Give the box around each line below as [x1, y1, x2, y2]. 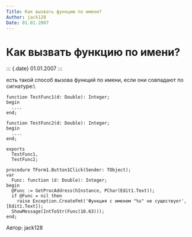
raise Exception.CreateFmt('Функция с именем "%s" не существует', [17, 198, 187, 204]
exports [6, 146, 25, 152]
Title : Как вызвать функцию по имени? [6, 8, 102, 15]
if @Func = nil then [11, 193, 62, 199]
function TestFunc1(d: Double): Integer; [6, 94, 110, 100]
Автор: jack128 [6, 224, 43, 232]
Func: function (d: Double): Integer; [11, 178, 108, 184]
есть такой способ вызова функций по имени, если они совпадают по [6, 77, 184, 84]
